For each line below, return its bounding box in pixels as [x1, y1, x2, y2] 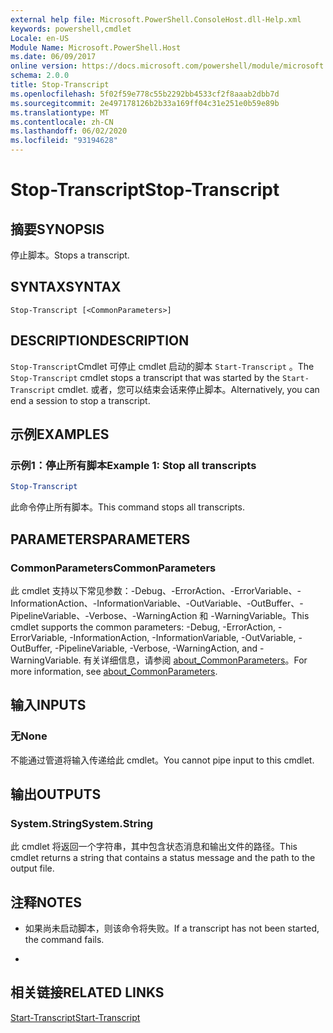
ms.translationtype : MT [10, 107, 110, 118]
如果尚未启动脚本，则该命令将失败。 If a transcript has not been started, [24, 922, 320, 935]
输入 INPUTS [10, 697, 87, 714]
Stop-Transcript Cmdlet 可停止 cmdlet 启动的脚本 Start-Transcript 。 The [10, 360, 315, 372]
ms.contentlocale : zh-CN [10, 117, 114, 127]
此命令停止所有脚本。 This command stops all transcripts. [10, 501, 245, 513]
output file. [10, 862, 55, 875]
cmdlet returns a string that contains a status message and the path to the [10, 852, 316, 864]
